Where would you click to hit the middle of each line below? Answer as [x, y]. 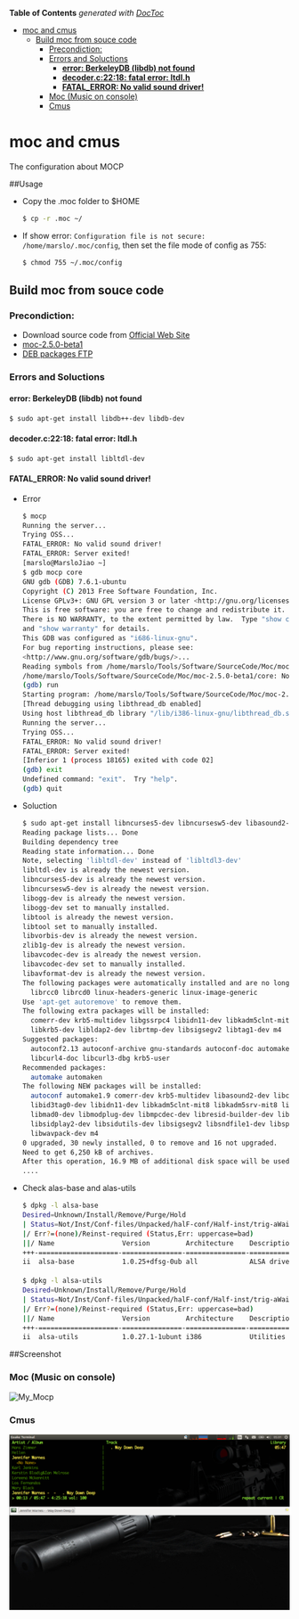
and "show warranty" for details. [86, 629]
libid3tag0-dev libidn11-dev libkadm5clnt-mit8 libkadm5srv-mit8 [154, 1105]
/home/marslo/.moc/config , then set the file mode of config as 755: [144, 245]
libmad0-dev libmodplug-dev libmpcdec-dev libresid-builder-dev [152, 1115]
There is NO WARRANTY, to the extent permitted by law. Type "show [152, 620]
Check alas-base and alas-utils [79, 1188]
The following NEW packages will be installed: [112, 1087]
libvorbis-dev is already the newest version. [110, 936]
